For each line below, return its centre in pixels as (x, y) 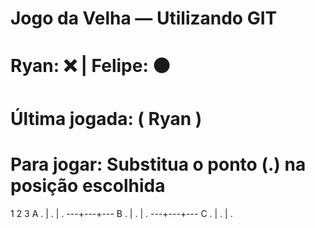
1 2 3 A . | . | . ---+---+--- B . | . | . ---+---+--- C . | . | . (121, 213)
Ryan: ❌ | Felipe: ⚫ (90, 66)
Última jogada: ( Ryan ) (106, 118)
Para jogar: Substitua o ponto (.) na (158, 164)
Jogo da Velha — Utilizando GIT (144, 18)
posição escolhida (88, 185)
